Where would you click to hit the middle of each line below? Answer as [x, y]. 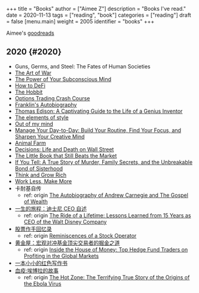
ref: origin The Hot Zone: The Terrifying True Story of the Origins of [107, 277]
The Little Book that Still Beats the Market [66, 156]
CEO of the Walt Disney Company [65, 222]
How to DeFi [30, 85]
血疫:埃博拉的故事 [36, 270]
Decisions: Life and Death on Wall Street [64, 149]
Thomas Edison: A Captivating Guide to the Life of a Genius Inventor [99, 111]
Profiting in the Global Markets [61, 256]
